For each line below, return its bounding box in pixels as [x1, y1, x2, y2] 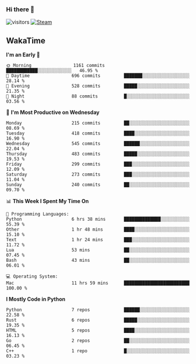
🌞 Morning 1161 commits [6, 63, 105, 69]
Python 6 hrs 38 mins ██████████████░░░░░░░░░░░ [6, 217, 190, 223]
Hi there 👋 [6, 5, 35, 14]
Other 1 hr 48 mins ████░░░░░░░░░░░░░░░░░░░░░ [6, 227, 190, 232]
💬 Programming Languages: [6, 211, 69, 217]
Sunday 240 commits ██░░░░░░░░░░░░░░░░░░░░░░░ [6, 182, 190, 188]
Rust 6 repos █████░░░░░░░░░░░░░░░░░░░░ [6, 317, 190, 323]
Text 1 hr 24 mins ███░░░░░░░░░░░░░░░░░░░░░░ [6, 237, 190, 243]
